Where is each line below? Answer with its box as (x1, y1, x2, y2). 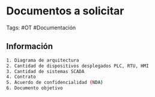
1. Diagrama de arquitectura (6, 57, 79, 63)
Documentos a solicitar (6, 4, 124, 18)
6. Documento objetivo (6, 85, 63, 91)
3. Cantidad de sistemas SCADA (6, 68, 85, 74)
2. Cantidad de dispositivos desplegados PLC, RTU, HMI (6, 63, 149, 69)
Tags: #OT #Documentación (6, 24, 76, 31)
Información (6, 41, 53, 51)
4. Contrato (6, 74, 36, 80)
